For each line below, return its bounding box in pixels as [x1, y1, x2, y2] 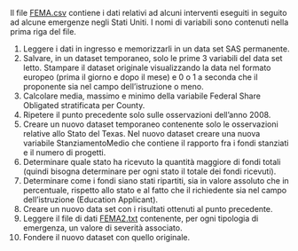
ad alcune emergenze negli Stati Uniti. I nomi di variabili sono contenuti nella [10, 17, 289, 27]
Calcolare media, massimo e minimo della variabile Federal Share [22, 90, 261, 101]
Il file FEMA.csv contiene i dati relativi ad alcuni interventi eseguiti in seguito [10, 8, 287, 18]
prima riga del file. [10, 27, 76, 36]
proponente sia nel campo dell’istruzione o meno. [22, 82, 204, 91]
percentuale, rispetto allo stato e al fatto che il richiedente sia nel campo [22, 185, 287, 195]
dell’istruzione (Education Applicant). [22, 194, 159, 205]
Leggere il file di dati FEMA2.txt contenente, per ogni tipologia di [22, 213, 259, 224]
